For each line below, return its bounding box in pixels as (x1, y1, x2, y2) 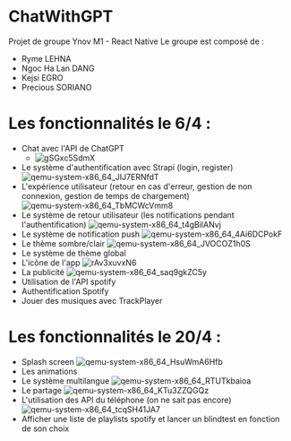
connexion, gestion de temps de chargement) (21, 190, 190, 201)
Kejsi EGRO (21, 72, 64, 82)
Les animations (21, 366, 78, 376)
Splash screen (21, 356, 75, 367)
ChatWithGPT (8, 6, 114, 27)
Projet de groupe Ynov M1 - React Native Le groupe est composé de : (8, 36, 265, 47)
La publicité (21, 266, 64, 277)
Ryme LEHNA (21, 53, 72, 64)
